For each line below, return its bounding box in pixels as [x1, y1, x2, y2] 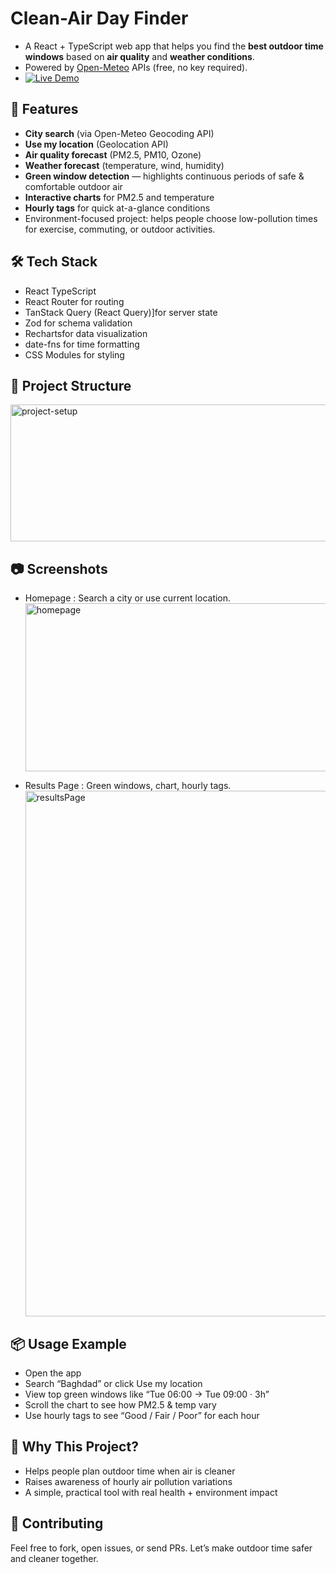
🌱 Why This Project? [10, 1438, 139, 1456]
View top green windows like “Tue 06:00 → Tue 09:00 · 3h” [24, 1388, 270, 1400]
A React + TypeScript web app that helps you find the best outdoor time [24, 40, 324, 52]
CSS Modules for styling [24, 348, 125, 361]
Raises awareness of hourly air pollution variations [24, 1475, 233, 1487]
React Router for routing [24, 295, 125, 307]
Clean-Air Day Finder [10, 7, 189, 30]
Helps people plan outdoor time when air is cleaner [24, 1465, 236, 1477]
